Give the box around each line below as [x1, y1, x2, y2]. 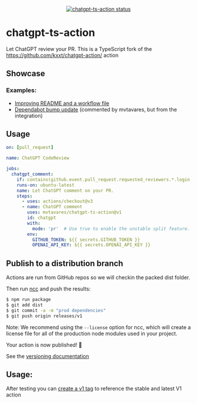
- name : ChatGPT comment [21, 204, 83, 210]
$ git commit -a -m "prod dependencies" [6, 307, 107, 313]
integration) [14, 112, 43, 119]
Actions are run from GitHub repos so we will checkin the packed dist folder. [6, 274, 191, 281]
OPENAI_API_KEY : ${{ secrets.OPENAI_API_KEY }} [32, 242, 151, 248]
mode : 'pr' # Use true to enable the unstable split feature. [32, 226, 191, 232]
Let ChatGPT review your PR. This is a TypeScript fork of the [6, 45, 152, 52]
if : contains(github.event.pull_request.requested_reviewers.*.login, [16, 177, 193, 182]
